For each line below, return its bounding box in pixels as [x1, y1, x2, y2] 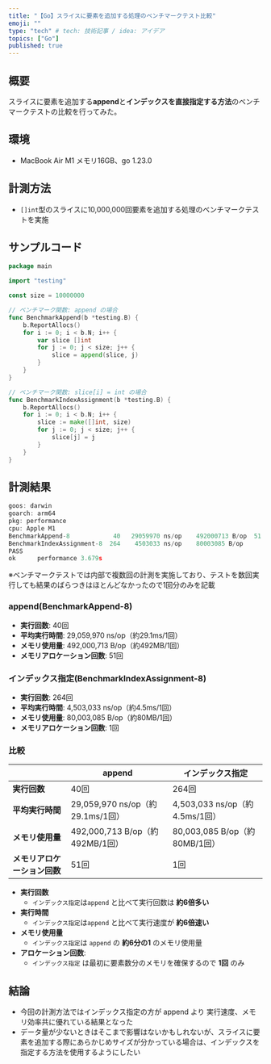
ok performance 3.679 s [8, 555, 103, 563]
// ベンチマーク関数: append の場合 [8, 306, 119, 314]
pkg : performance [8, 517, 67, 526]
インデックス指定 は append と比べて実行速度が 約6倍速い [31, 918, 210, 928]
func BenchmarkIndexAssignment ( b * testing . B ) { [8, 396, 172, 404]
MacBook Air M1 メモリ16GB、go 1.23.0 [19, 155, 152, 165]
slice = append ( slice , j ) [51, 351, 139, 359]
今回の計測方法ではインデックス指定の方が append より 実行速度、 [19, 1007, 242, 1017]
